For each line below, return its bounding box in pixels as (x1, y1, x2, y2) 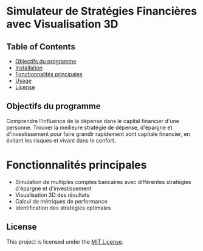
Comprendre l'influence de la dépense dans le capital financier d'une (6, 117, 179, 124)
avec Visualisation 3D (6, 17, 119, 31)
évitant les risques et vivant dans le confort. (6, 136, 116, 144)
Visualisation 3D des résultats (15, 191, 90, 199)
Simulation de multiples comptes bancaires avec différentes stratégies (15, 178, 191, 185)
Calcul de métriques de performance (15, 197, 108, 205)
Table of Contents (6, 41, 76, 52)
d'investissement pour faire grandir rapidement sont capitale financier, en (6, 130, 190, 138)
